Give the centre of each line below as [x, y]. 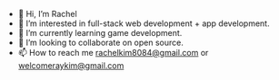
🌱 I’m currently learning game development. [100, 33]
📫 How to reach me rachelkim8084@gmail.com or [113, 53]
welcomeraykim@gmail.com [71, 66]
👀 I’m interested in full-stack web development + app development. [144, 23]
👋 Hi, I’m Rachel [47, 14]
